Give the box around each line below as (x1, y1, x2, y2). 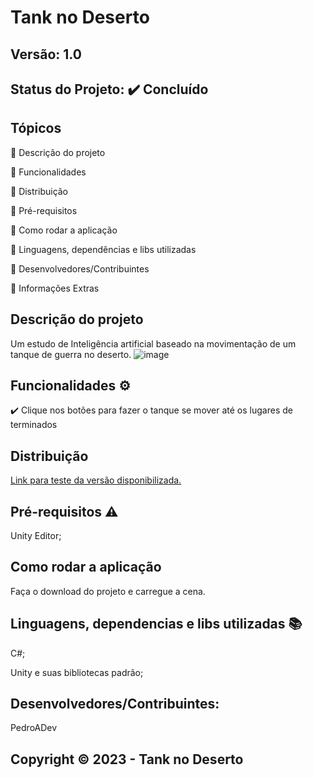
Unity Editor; (10, 530, 62, 542)
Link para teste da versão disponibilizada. (10, 474, 182, 486)
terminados (10, 419, 58, 431)
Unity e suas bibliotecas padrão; (10, 666, 144, 678)
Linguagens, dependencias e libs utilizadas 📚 (10, 616, 303, 633)
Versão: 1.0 (10, 46, 82, 63)
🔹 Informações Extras (10, 282, 100, 294)
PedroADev (10, 722, 58, 734)
